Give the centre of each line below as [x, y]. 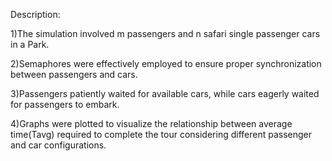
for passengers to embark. [65, 104]
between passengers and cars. [74, 74]
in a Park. [30, 44]
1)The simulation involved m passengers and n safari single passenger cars [165, 33]
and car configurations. [58, 145]
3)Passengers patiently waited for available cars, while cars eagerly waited [165, 93]
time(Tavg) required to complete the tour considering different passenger [161, 134]
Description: [35, 14]
